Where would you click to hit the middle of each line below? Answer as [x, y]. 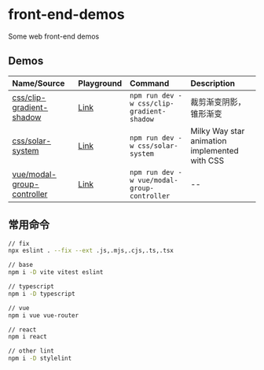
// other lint [31, 351]
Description [213, 83]
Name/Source [38, 83]
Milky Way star [218, 131]
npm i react [27, 337]
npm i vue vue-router [44, 315]
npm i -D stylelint [40, 359]
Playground [100, 83]
